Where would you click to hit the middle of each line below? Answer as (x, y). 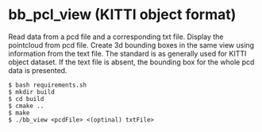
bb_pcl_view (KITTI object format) (122, 15)
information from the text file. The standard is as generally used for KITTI (127, 53)
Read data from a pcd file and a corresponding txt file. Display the (116, 37)
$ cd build (26, 99)
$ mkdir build (32, 92)
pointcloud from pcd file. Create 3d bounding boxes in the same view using (131, 45)
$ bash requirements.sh (48, 85)
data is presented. (38, 70)
